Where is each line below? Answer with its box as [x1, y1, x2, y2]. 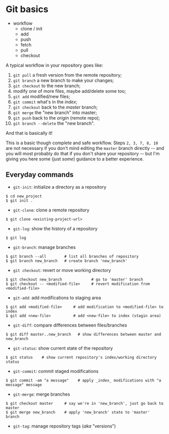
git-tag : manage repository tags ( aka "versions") [13, 423, 116, 429]
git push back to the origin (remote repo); [13, 115, 100, 121]
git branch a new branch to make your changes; [13, 77, 114, 83]
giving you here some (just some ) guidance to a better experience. [6, 155, 144, 162]
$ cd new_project [6, 193, 42, 199]
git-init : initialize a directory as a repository [13, 184, 107, 190]
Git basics [6, 4, 49, 15]
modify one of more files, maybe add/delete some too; [13, 88, 126, 94]
